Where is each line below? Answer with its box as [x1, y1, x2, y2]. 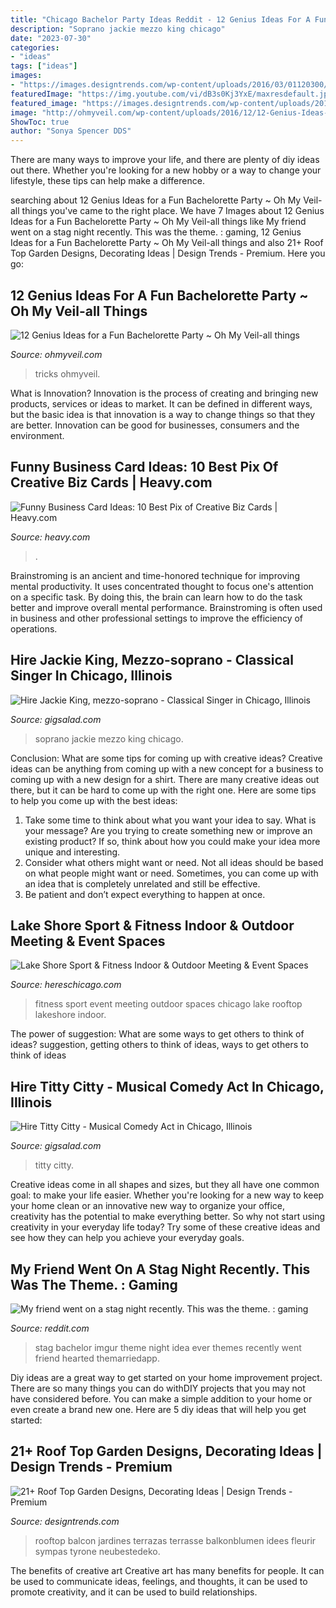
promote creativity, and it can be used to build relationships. [10, 1586, 258, 1598]
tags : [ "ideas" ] [10, 61, 78, 71]
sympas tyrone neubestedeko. [34, 1545, 161, 1557]
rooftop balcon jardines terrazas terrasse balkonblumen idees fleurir [34, 1534, 317, 1546]
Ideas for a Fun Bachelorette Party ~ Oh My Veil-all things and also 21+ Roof [10, 237, 324, 249]
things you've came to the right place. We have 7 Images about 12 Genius [21, 205, 325, 217]
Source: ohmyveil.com [10, 348, 103, 360]
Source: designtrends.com [10, 1515, 120, 1527]
